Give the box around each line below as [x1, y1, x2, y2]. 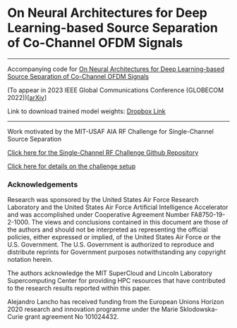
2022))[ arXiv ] [7, 93, 47, 101]
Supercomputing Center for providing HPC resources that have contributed [7, 277, 226, 285]
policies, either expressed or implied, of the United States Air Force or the [7, 233, 221, 241]
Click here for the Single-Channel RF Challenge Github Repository [7, 148, 199, 156]
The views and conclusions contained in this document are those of [31, 218, 229, 227]
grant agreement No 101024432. [24, 313, 119, 321]
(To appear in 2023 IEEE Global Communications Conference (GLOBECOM [7, 86, 224, 94]
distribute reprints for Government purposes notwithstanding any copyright [7, 248, 226, 256]
